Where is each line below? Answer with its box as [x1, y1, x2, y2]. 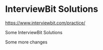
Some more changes [5, 39, 48, 45]
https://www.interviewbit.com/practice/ [5, 20, 86, 26]
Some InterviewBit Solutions [5, 29, 63, 35]
